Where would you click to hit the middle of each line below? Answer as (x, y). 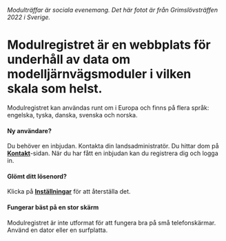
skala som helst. (55, 89)
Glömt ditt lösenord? (37, 176)
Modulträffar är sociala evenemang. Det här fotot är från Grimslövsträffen (113, 10)
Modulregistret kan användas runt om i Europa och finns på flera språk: (108, 107)
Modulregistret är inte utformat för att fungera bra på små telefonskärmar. (112, 222)
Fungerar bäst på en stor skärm (53, 207)
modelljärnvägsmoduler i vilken (99, 74)
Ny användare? (29, 130)
